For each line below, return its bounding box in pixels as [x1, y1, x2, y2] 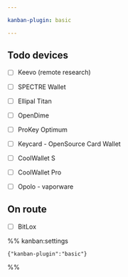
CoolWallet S [17, 154, 55, 162]
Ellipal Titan [17, 97, 52, 105]
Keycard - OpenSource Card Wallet [17, 140, 121, 148]
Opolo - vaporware [17, 182, 74, 191]
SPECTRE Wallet [17, 83, 66, 91]
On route [7, 204, 48, 216]
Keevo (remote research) [17, 68, 91, 77]
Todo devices [7, 49, 69, 61]
